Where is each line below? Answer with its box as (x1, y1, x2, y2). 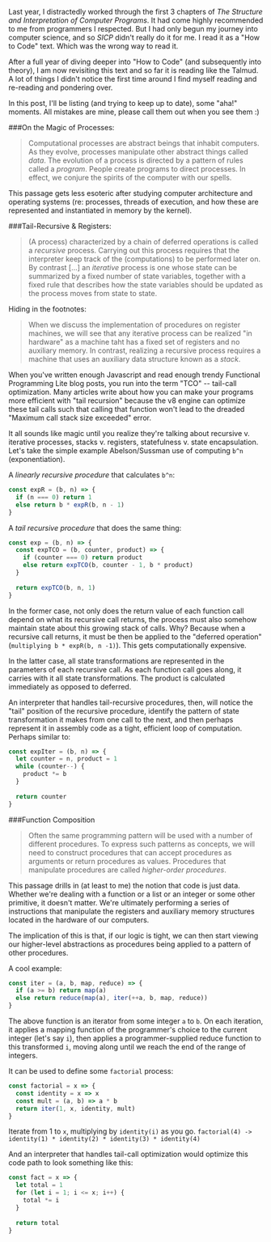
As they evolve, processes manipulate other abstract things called (28, 147, 248, 156)
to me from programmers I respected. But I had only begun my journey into (8, 24, 259, 33)
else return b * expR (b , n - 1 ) (15, 501, 125, 509)
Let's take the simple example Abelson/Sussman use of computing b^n (8, 446, 244, 456)
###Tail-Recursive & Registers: (8, 222, 112, 231)
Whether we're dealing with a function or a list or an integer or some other (8, 889, 256, 899)
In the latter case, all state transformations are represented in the (8, 655, 225, 666)
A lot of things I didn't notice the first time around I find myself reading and (8, 74, 257, 83)
